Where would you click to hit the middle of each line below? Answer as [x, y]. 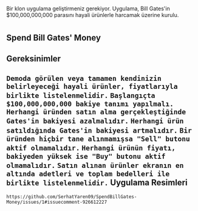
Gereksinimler [34, 59]
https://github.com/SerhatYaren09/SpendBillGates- [72, 196]
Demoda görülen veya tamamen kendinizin [84, 79]
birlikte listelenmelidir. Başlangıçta [81, 96]
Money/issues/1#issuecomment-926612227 [57, 202]
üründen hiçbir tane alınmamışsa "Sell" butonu [98, 139]
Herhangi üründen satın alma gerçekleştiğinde [96, 112]
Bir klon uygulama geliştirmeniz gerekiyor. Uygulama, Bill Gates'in [88, 9]
